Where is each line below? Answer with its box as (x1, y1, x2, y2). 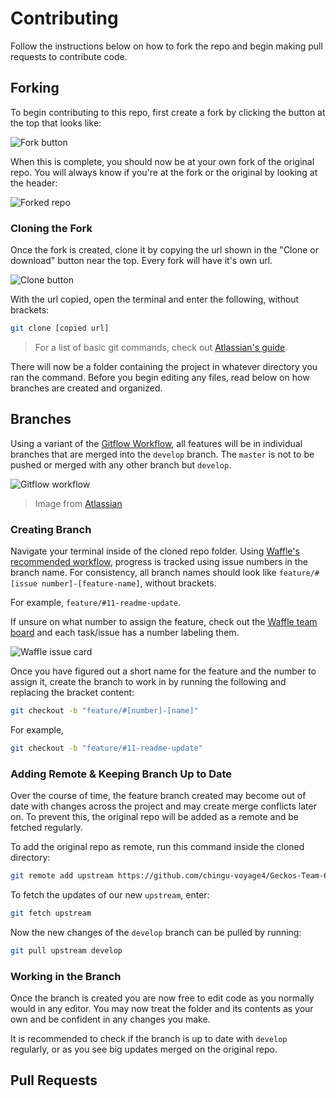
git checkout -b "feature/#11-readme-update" (10, 743, 203, 753)
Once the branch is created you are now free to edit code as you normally (10, 992, 315, 1004)
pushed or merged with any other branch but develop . (10, 458, 232, 471)
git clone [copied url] (10, 323, 110, 334)
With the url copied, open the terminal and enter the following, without (10, 293, 300, 306)
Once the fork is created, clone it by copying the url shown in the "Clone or (10, 244, 319, 256)
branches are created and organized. (10, 382, 163, 394)
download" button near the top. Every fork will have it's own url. (10, 255, 273, 267)
